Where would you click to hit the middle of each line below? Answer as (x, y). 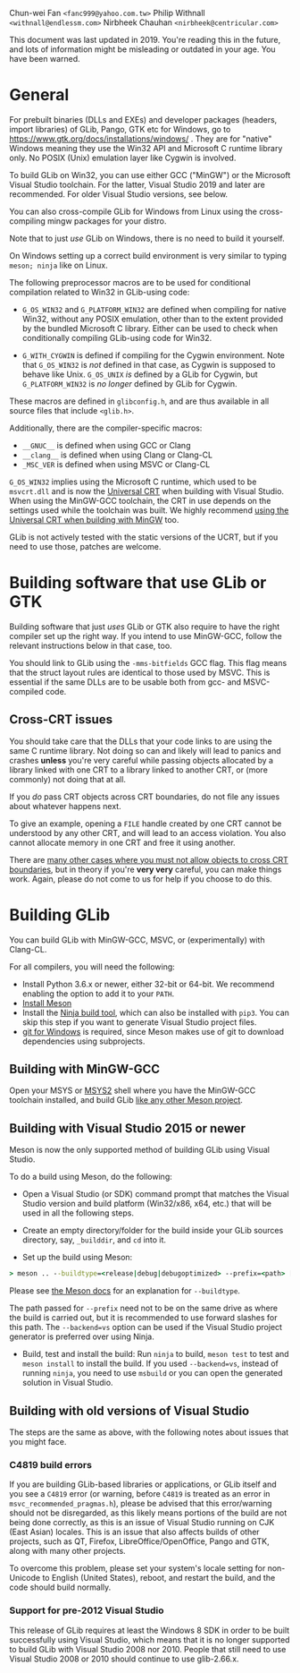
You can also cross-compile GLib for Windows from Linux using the (133, 211)
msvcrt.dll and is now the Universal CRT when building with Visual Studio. (146, 491)
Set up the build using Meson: (77, 1258)
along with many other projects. (68, 1551)
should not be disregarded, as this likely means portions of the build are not (148, 1513)
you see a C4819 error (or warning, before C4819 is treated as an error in (140, 1494)
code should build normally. (60, 1587)
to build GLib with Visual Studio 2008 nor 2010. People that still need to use (148, 1649)
